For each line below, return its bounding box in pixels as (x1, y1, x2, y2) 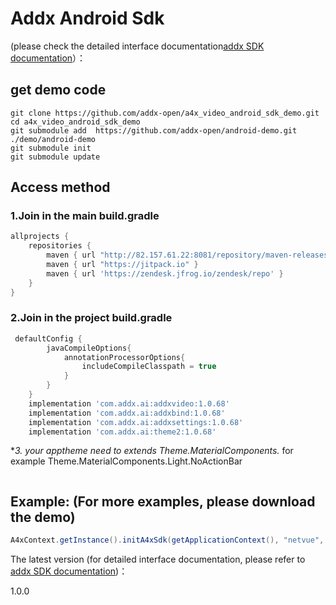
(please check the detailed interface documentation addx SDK (10, 40, 265, 52)
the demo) (10, 508, 76, 526)
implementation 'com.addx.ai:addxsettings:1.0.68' (28, 417, 244, 427)
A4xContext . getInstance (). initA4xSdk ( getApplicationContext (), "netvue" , (10, 535, 325, 546)
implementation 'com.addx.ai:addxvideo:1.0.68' (28, 398, 230, 409)
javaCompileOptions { (46, 343, 132, 353)
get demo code (10, 82, 107, 99)
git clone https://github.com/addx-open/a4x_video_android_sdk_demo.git (10, 108, 320, 118)
